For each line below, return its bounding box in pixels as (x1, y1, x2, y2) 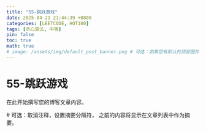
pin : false (6, 32, 34, 38)
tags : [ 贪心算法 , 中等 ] (6, 26, 62, 32)
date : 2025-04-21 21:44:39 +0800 (6, 15, 92, 21)
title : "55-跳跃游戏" (6, 9, 58, 15)
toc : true (6, 37, 32, 43)
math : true (6, 43, 34, 50)
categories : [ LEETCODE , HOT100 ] (6, 20, 89, 26)
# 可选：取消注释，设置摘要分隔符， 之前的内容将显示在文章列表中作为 (6, 111, 185, 119)
